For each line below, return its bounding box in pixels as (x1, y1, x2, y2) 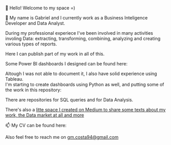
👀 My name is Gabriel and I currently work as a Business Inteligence (5, 15, 148, 20)
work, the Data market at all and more (5, 112, 84, 118)
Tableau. (5, 76, 24, 82)
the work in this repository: (5, 87, 62, 93)
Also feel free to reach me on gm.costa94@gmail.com (5, 134, 119, 140)
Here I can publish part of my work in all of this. (5, 51, 105, 57)
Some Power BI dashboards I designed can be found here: (5, 61, 128, 66)
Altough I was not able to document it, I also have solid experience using (5, 70, 157, 77)
